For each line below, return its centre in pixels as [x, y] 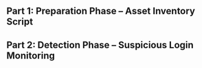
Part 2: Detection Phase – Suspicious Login [100, 45]
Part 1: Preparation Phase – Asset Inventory [101, 11]
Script [20, 22]
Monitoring [31, 55]
